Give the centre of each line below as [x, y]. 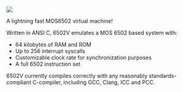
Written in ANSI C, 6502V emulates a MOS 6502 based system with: [92, 33]
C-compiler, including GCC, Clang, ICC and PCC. [94, 82]
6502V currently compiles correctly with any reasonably [77, 76]
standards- [163, 76]
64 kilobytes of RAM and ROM [53, 44]
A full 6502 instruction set [48, 64]
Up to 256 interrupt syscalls [50, 51]
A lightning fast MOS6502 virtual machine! [59, 21]
